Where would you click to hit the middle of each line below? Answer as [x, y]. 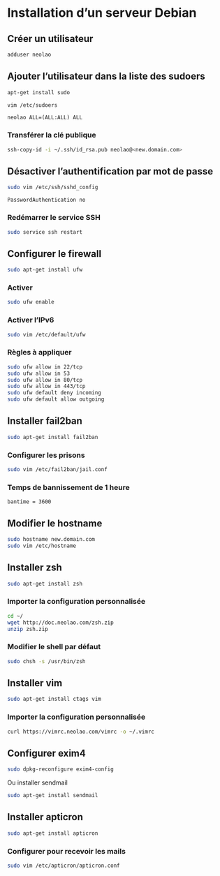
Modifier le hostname [55, 523]
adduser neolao [29, 54]
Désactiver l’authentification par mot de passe [110, 171]
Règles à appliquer [39, 352]
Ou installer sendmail [37, 782]
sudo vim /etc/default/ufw [46, 334]
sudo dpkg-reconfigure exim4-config [60, 769]
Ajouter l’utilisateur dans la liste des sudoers [107, 76]
